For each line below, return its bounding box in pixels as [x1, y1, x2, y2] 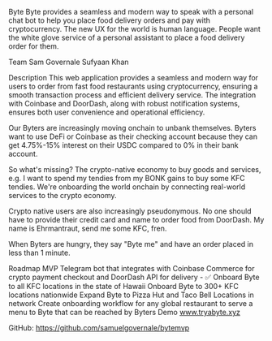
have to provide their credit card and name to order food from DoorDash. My [8, 215, 265, 224]
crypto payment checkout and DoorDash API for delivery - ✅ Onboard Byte [8, 272, 260, 282]
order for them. [8, 41, 59, 51]
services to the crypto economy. [8, 191, 117, 200]
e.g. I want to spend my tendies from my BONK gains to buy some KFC [8, 174, 245, 183]
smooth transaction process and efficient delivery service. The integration [8, 90, 257, 100]
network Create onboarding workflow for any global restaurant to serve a [8, 299, 253, 308]
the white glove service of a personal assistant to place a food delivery [8, 32, 245, 42]
